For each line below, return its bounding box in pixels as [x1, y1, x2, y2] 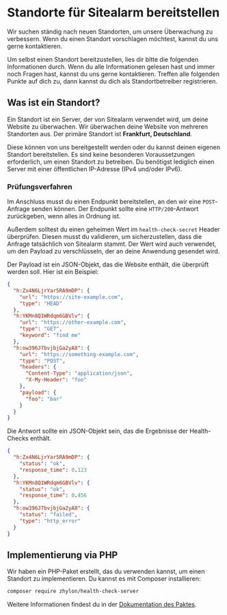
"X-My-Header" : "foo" [25, 377, 88, 384]
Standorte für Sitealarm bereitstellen [7, 5, 220, 21]
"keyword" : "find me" [19, 332, 81, 339]
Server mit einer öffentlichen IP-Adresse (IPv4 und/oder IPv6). [7, 164, 183, 173]
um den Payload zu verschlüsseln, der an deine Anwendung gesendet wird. [7, 247, 220, 255]
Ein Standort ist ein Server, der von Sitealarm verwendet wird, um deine [7, 115, 209, 123]
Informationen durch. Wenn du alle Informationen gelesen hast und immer [7, 62, 215, 71]
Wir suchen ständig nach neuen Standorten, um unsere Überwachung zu [7, 27, 213, 36]
